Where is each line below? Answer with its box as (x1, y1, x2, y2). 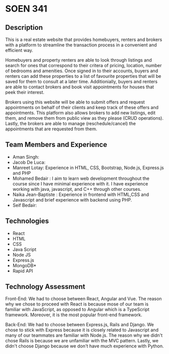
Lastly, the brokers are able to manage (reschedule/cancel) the (5, 121, 136, 126)
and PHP (12, 170, 31, 176)
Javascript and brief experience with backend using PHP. (12, 196, 132, 203)
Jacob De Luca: (12, 159, 45, 165)
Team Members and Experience (5, 140, 107, 149)
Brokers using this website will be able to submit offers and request (5, 99, 145, 105)
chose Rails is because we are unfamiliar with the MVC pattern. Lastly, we (5, 338, 159, 344)
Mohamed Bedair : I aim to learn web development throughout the (12, 175, 150, 181)
